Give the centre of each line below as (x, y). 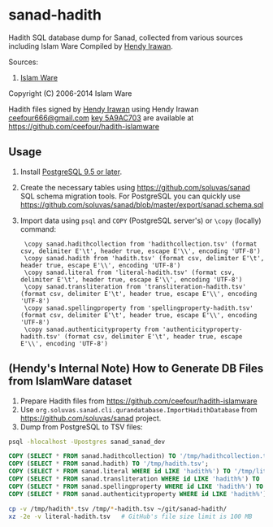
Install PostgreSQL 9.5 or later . (71, 172)
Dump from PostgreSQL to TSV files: (82, 427)
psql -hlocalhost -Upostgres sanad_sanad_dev (87, 442)
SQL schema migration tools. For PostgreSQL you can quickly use (130, 196)
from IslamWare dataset (70, 381)
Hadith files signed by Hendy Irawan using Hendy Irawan (104, 109)
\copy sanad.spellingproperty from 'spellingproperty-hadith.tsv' (139, 308)
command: (38, 229)
